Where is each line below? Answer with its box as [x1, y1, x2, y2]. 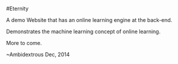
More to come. [6, 40, 42, 46]
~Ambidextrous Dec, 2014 [6, 51, 70, 58]
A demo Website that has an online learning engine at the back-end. [6, 17, 173, 23]
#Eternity [6, 5, 28, 12]
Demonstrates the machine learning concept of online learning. [6, 28, 161, 35]
